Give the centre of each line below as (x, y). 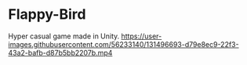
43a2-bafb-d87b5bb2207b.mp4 (60, 52)
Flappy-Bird (47, 14)
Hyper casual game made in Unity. (64, 36)
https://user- (142, 36)
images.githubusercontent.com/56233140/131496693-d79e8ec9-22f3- (123, 44)
